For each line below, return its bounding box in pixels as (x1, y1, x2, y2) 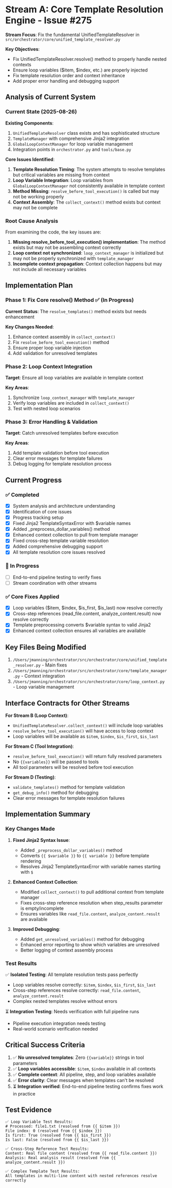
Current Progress (5, 476, 62, 484)
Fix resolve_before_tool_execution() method (12, 339, 109, 345)
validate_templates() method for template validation (12, 784, 125, 790)
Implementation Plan (5, 281, 73, 290)
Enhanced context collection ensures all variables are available (12, 627, 146, 634)
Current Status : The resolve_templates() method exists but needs (5, 308, 147, 314)
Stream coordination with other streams (12, 580, 97, 586)
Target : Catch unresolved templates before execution (5, 430, 119, 436)
